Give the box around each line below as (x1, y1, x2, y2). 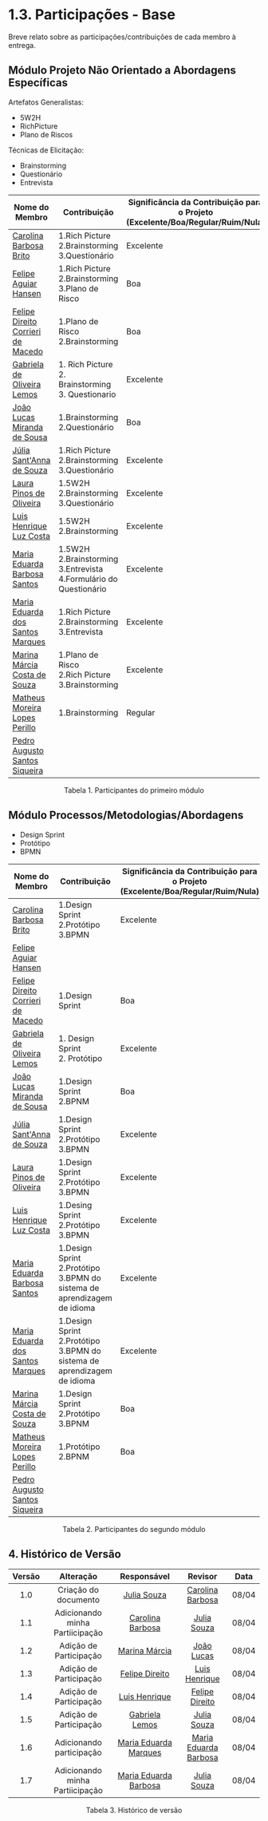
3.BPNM (58, 1418, 90, 1429)
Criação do (57, 1585, 100, 1596)
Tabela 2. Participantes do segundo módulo (62, 1524, 206, 1534)
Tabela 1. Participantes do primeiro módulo (63, 785, 205, 795)
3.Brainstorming (58, 679, 119, 690)
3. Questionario (58, 389, 116, 400)
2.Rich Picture (58, 669, 112, 680)
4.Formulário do (58, 573, 118, 584)
